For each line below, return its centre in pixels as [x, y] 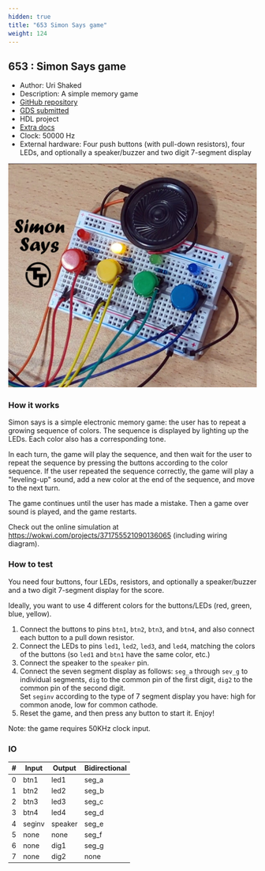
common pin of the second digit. [73, 688]
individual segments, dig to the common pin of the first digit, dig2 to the [136, 679]
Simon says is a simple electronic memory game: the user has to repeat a [127, 422]
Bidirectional [106, 768]
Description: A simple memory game [79, 94]
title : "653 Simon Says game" [58, 25]
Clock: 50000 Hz [47, 136]
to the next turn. [34, 488]
